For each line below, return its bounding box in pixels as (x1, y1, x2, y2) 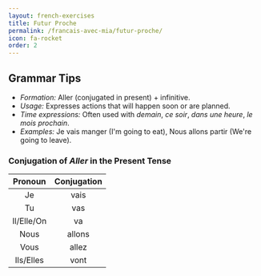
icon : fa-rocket (8, 34, 62, 43)
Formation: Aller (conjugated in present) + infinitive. (19, 92, 191, 102)
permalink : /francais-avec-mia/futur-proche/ (8, 26, 163, 34)
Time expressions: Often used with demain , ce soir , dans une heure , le (19, 109, 254, 119)
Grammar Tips (8, 71, 82, 85)
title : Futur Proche (8, 19, 78, 27)
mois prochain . (19, 118, 70, 128)
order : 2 (8, 42, 38, 50)
